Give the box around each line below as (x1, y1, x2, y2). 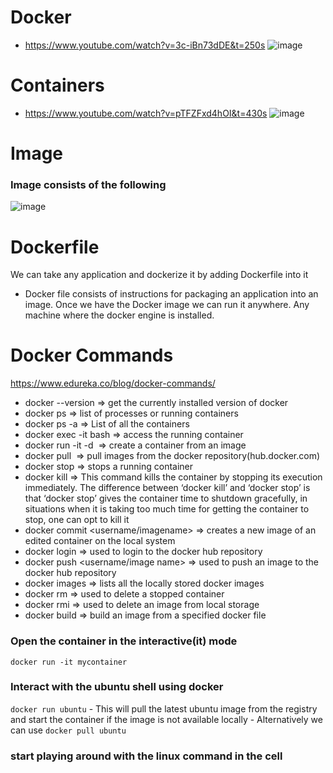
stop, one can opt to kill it (24, 514, 130, 526)
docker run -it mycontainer (10, 657, 128, 667)
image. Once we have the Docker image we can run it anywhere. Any (24, 299, 310, 311)
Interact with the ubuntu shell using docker (10, 680, 224, 694)
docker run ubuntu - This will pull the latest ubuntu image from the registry (10, 702, 318, 715)
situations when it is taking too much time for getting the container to (24, 503, 310, 515)
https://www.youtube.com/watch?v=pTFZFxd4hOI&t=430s (24, 107, 268, 119)
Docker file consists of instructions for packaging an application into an (24, 288, 319, 300)
